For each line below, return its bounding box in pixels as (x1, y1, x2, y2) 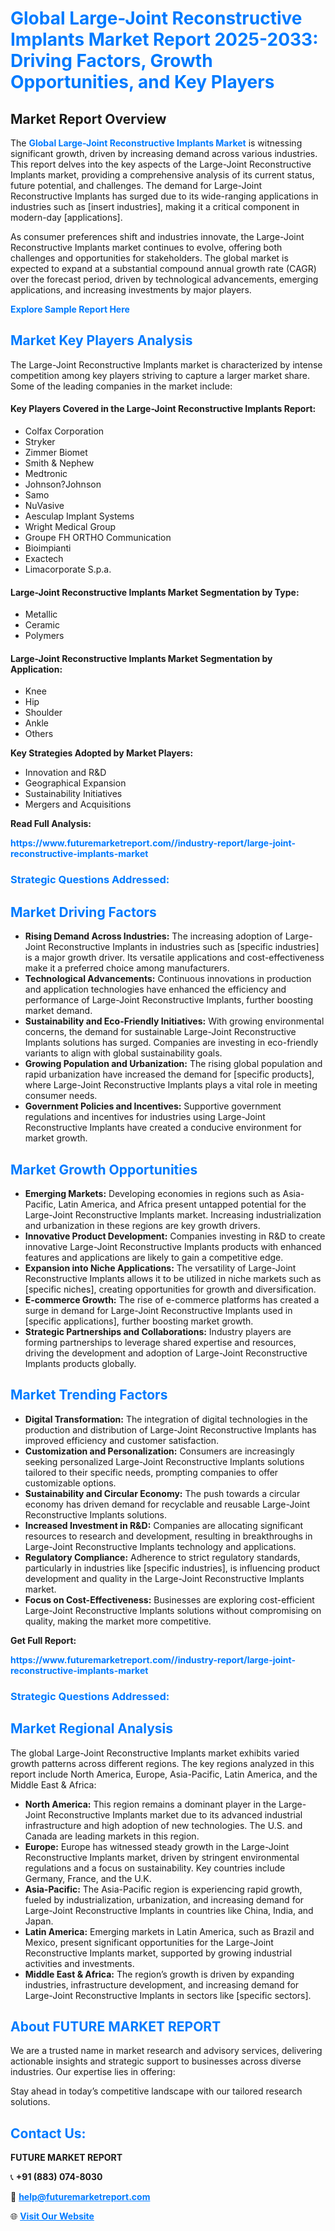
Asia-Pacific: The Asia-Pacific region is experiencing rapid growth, (24, 1883, 303, 1895)
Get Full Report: (10, 1634, 77, 1646)
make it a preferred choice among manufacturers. (24, 962, 230, 974)
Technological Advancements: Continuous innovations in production (24, 973, 312, 985)
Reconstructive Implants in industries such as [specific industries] (48, 941, 320, 953)
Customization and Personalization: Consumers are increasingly (24, 1445, 295, 1457)
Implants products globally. (24, 1357, 137, 1369)
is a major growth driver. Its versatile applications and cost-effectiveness (24, 952, 325, 964)
